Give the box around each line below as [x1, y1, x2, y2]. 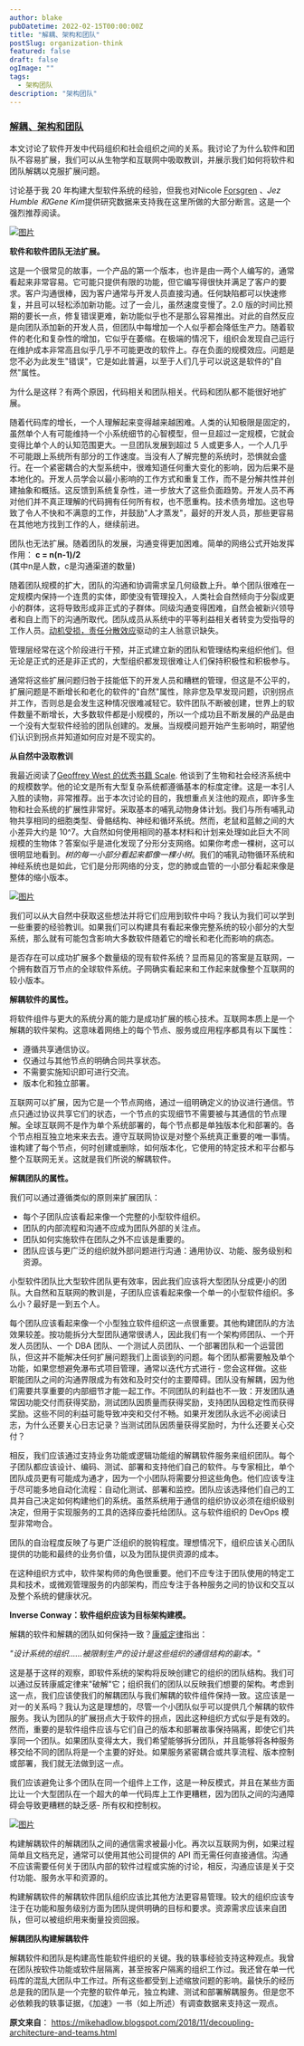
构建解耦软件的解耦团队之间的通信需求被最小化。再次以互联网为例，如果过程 [9, 1838, 295, 1849]
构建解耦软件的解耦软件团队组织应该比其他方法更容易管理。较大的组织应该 [9, 1891, 287, 1902]
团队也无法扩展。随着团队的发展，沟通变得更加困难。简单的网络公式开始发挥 [9, 538, 295, 549]
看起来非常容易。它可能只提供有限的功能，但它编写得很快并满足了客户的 [9, 276, 279, 287]
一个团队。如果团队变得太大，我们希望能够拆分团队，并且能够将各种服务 [24, 1735, 295, 1745]
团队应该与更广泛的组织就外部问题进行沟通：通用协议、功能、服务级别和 [22, 1245, 292, 1256]
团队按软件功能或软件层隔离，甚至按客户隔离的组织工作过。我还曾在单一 [16, 1964, 287, 1974]
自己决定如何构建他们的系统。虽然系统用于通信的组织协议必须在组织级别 [24, 1495, 295, 1506]
